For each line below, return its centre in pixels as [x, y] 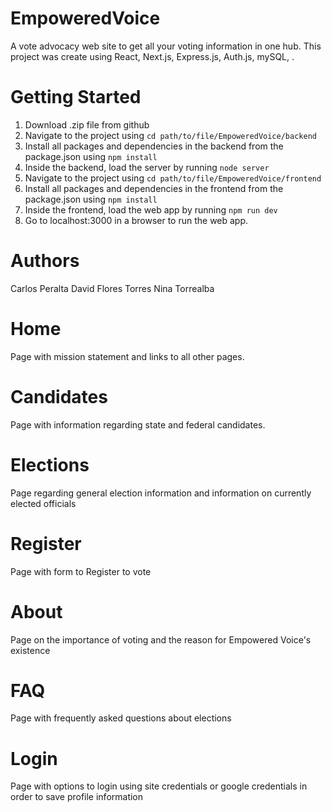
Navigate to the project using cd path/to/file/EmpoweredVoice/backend [170, 135]
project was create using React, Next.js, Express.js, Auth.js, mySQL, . [152, 56]
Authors [45, 261]
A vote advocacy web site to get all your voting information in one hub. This [166, 46]
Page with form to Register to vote [81, 571]
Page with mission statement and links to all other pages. [127, 356]
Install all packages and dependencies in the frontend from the [154, 188]
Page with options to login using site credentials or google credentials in [159, 786]
